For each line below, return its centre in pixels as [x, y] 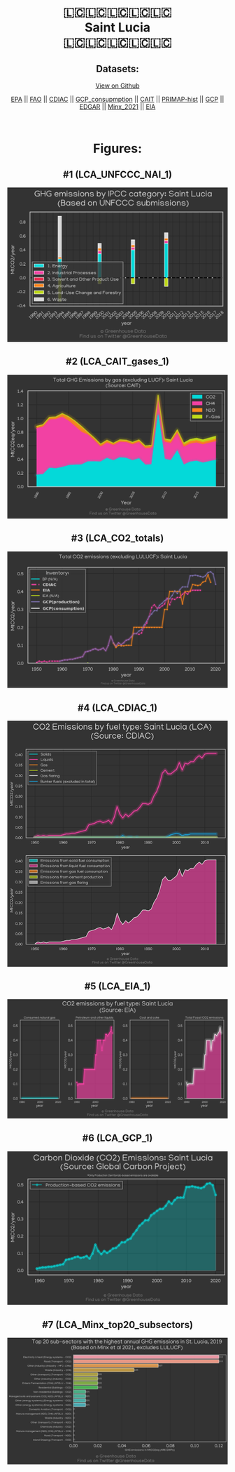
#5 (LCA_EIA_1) [117, 986]
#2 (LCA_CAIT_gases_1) [117, 362]
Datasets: [117, 68]
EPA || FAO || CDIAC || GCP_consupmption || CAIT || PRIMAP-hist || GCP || [117, 99]
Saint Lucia [117, 28]
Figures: [117, 149]
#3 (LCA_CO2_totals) [117, 538]
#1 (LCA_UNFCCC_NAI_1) [117, 174]
